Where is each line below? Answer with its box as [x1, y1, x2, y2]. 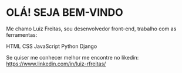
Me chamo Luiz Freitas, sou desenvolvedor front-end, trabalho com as [6, 25, 177, 32]
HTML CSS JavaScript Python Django [6, 43, 97, 50]
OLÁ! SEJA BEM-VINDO [6, 6, 123, 19]
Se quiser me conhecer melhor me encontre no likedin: [6, 54, 139, 61]
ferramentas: [6, 31, 38, 38]
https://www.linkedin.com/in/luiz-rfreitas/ [6, 60, 106, 67]
